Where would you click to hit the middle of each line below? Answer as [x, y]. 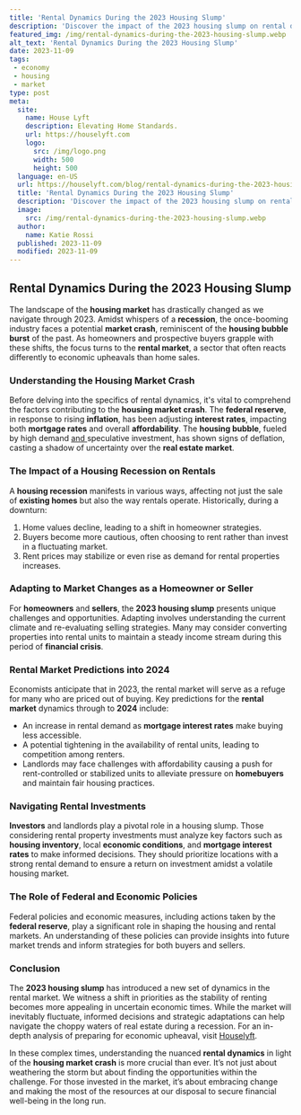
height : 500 [55, 168]
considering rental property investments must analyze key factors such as [146, 836]
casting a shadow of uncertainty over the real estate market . [122, 448]
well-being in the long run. [58, 1101]
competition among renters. [73, 755]
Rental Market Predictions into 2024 [90, 669]
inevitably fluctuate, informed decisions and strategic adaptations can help [147, 1017]
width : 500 [53, 159]
